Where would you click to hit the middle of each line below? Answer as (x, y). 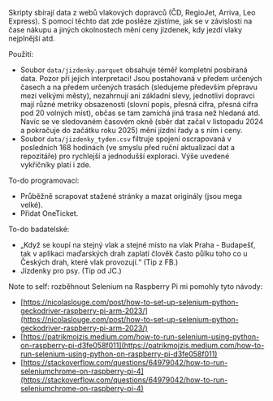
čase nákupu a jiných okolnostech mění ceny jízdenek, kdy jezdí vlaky (125, 30)
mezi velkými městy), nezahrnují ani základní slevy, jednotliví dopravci (137, 96)
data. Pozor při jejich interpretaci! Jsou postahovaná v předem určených (141, 78)
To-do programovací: (44, 180)
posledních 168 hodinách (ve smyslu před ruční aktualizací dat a (128, 147)
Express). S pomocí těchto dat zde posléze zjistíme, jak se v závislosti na (130, 21)
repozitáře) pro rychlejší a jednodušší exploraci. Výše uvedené (125, 156)
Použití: (21, 54)
